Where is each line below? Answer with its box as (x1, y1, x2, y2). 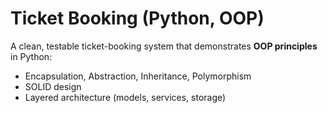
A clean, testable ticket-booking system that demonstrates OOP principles (10, 40, 318, 52)
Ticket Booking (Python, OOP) (10, 7, 265, 30)
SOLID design (24, 80, 82, 92)
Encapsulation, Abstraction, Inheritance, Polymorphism (24, 70, 252, 82)
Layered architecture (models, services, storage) (24, 91, 227, 103)
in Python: (10, 50, 53, 62)
